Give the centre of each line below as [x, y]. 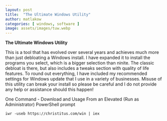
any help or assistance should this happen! [49, 89]
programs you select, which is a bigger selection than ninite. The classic [80, 63]
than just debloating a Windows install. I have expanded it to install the [78, 57]
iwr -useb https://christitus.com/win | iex [52, 114]
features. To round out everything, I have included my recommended [76, 73]
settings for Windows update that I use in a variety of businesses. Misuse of [83, 79]
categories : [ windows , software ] [42, 24]
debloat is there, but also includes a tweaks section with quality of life [77, 68]
